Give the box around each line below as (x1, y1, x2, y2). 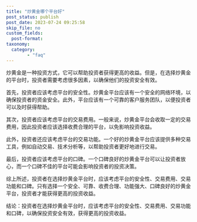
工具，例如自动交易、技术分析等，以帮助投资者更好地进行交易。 (6, 143, 160, 150)
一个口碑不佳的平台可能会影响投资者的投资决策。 (21, 162, 140, 170)
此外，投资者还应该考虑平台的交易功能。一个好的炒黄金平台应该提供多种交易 (6, 135, 191, 142)
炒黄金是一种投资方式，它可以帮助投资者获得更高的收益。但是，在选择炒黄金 (6, 69, 191, 76)
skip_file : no (6, 25, 41, 31)
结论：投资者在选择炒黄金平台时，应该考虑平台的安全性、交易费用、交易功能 (6, 202, 191, 209)
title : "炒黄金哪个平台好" (6, 8, 65, 15)
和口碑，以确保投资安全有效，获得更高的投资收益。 (6, 209, 130, 217)
